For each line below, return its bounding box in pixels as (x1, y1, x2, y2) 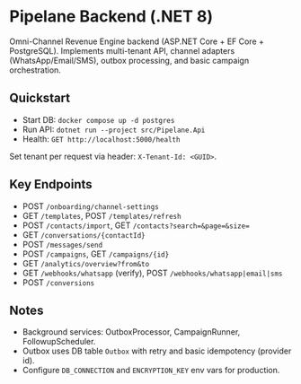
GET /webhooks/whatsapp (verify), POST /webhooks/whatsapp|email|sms (22, 267, 283, 278)
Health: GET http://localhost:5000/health (22, 133, 181, 144)
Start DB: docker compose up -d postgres (22, 114, 175, 125)
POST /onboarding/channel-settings (22, 200, 159, 212)
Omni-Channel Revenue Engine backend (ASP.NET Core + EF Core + (9, 36, 265, 47)
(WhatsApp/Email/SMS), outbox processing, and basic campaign (9, 55, 250, 65)
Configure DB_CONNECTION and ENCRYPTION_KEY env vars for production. (22, 365, 280, 376)
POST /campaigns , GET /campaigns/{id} (22, 249, 170, 259)
